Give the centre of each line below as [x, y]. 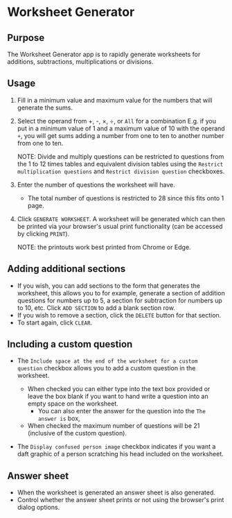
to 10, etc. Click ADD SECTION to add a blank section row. [96, 308]
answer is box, [59, 418]
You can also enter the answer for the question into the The [122, 411]
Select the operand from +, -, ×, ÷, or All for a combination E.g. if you [117, 121]
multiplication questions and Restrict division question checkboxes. [121, 171]
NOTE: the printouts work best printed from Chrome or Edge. [104, 247]
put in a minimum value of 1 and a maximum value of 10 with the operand [121, 128]
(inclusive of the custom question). [77, 433]
